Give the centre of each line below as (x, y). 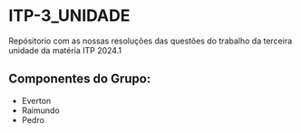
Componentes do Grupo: (80, 79)
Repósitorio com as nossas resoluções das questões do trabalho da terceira (150, 41)
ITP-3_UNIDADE (69, 16)
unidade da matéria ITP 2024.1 (65, 50)
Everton (36, 100)
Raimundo (40, 110)
